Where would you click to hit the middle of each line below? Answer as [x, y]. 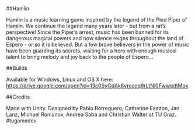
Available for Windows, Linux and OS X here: [60, 79]
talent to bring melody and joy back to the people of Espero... [80, 57]
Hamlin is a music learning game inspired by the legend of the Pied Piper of [97, 20]
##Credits [18, 97]
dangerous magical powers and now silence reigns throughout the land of [95, 38]
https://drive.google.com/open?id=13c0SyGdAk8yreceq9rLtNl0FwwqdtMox [97, 86]
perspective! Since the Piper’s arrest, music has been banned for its [88, 32]
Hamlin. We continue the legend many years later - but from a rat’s [86, 26]
